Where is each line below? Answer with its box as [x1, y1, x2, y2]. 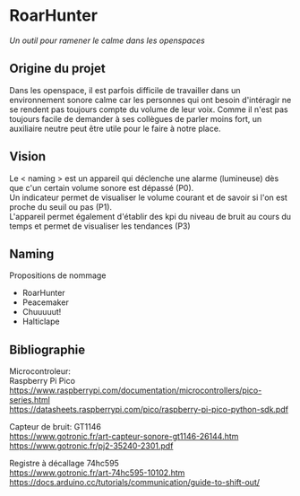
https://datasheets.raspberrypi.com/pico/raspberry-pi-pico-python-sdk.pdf [9, 405, 289, 415]
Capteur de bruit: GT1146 [9, 422, 101, 432]
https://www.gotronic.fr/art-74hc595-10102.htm [9, 467, 185, 478]
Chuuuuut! [21, 307, 62, 318]
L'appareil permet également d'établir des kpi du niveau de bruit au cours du [9, 211, 292, 222]
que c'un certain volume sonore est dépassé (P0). [9, 182, 194, 193]
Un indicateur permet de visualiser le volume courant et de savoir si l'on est [9, 192, 288, 203]
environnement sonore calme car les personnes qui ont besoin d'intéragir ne [9, 94, 292, 105]
